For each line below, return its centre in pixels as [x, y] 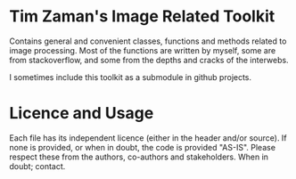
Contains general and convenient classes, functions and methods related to [148, 41]
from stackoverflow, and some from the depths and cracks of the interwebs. [149, 60]
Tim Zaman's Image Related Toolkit [142, 16]
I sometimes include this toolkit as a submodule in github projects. [131, 77]
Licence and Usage [82, 114]
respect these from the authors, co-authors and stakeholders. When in [139, 157]
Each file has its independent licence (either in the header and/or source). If [148, 138]
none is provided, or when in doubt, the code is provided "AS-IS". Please [143, 147]
